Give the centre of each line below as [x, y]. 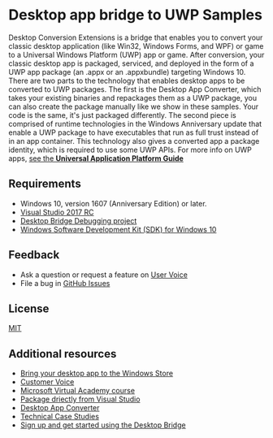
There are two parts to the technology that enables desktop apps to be [127, 80]
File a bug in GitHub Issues [65, 283]
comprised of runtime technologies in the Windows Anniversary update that [135, 124]
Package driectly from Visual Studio [80, 399]
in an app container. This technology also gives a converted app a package [134, 141]
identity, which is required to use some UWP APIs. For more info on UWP [130, 150]
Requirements [45, 184]
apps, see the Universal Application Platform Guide [96, 158]
